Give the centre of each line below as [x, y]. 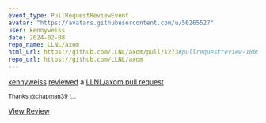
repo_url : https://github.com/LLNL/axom [76, 60]
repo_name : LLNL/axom [44, 45]
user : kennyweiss [37, 30]
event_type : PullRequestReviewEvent [68, 15]
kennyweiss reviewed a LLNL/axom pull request [86, 82]
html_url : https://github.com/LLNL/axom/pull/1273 [93, 52]
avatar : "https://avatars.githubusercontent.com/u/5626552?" [111, 23]
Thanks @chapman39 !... [42, 96]
